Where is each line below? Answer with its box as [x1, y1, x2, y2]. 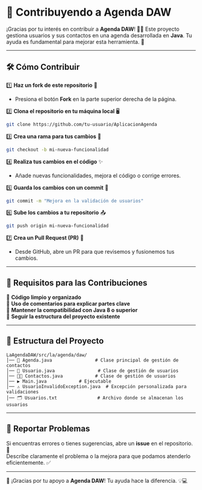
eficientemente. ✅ [6, 459, 51, 466]
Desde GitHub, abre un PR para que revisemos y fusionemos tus [14, 248, 175, 256]
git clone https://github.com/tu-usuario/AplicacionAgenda [6, 121, 158, 127]
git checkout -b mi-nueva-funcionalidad [6, 146, 109, 152]
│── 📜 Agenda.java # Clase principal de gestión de [6, 357, 179, 363]
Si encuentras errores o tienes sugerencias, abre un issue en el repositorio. [6, 439, 194, 447]
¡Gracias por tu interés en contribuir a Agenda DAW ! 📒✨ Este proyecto [6, 25, 180, 33]
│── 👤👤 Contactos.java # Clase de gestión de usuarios [6, 373, 176, 379]
